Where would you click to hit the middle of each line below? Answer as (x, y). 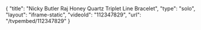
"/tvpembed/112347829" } (38, 21)
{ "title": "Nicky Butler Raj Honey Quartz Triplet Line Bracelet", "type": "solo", (100, 9)
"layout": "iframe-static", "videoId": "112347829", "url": (74, 15)
